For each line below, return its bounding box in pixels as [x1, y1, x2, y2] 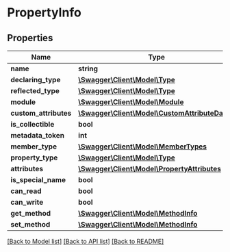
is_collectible [10, 120, 55, 129]
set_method [10, 220, 51, 229]
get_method [10, 209, 51, 218]
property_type [10, 153, 58, 162]
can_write [10, 197, 44, 207]
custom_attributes [10, 108, 72, 118]
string [78, 64, 98, 73]
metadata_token [10, 131, 65, 140]
